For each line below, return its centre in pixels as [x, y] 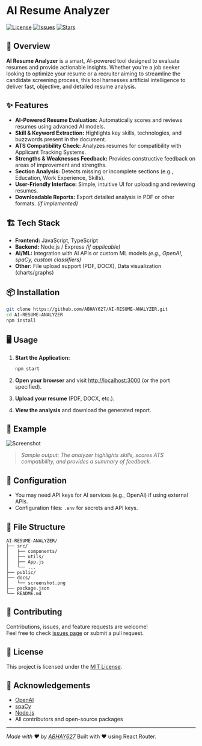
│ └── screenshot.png [36, 583]
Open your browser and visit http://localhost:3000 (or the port [92, 380]
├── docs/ [19, 578]
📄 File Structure [36, 527]
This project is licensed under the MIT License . [64, 666]
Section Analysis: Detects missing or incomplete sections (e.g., [94, 171]
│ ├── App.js [25, 562]
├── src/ [17, 546]
